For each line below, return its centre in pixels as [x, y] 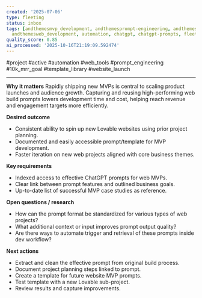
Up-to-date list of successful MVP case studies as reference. [91, 190]
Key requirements [29, 166]
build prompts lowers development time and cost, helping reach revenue [96, 99]
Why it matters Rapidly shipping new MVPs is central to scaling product [96, 86]
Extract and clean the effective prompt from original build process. [97, 262]
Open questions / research [40, 202]
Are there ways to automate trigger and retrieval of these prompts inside [104, 233]
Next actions [23, 251]
